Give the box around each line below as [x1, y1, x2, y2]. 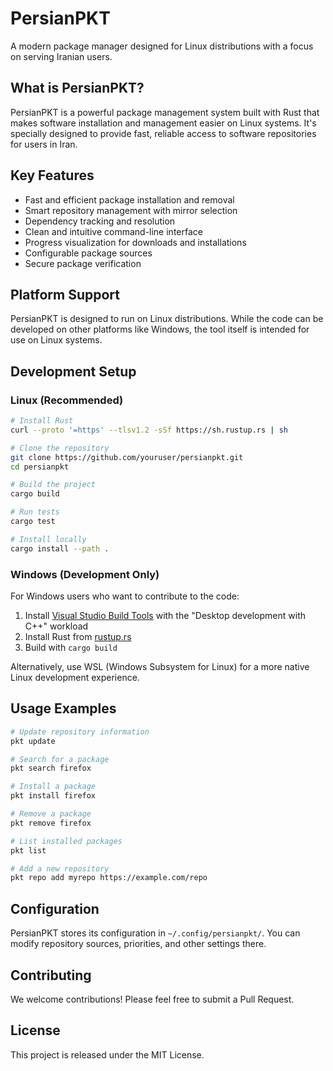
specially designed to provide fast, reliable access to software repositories [10, 127, 317, 139]
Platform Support [10, 286, 120, 303]
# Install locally [10, 534, 87, 544]
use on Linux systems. [10, 334, 103, 346]
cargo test [10, 517, 56, 527]
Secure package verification [24, 257, 142, 269]
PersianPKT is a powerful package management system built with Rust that [10, 106, 320, 118]
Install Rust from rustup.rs [24, 630, 132, 642]
